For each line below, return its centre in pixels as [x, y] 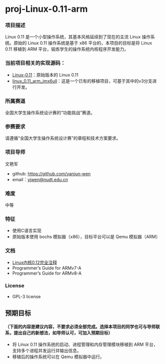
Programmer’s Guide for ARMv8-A [47, 273]
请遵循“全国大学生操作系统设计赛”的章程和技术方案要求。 [63, 138]
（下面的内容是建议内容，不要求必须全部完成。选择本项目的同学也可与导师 [80, 326]
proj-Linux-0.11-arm [46, 9]
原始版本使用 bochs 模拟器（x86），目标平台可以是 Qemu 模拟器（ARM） [86, 237]
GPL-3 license [26, 296]
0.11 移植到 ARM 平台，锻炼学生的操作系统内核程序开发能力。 [67, 49]
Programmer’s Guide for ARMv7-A [47, 268]
